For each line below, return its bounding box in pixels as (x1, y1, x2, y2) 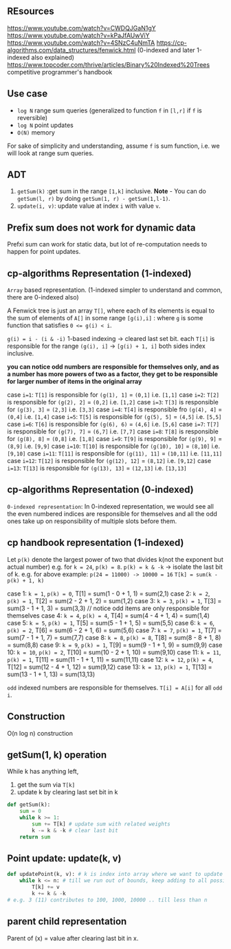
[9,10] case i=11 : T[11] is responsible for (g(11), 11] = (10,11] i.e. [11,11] (7, 449, 223, 458)
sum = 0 (19, 808, 41, 815)
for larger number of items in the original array (7, 378, 142, 386)
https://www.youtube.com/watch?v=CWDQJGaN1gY (7, 23, 156, 32)
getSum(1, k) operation (7, 749, 107, 761)
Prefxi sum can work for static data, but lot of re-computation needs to (7, 240, 208, 248)
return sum (19, 833, 51, 841)
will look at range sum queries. (7, 148, 94, 157)
